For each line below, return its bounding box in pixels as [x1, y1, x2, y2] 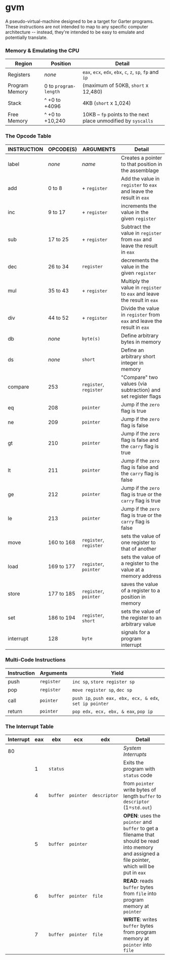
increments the [121, 202, 157, 209]
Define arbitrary [121, 332, 159, 339]
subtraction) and [121, 386, 161, 393]
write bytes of [123, 786, 156, 794]
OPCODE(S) [48, 146, 77, 153]
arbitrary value [121, 620, 156, 628]
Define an [121, 346, 144, 353]
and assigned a [123, 850, 160, 857]
